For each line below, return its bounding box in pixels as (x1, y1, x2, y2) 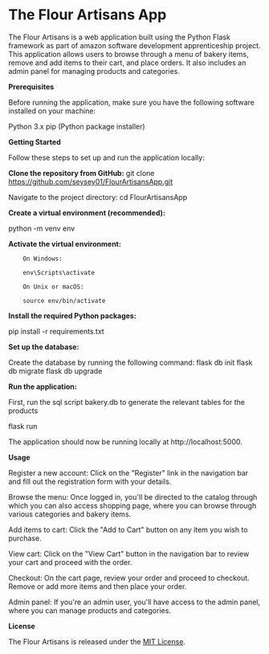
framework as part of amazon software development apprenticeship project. (8, 40, 261, 50)
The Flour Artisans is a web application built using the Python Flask (8, 32, 230, 42)
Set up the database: (8, 341, 79, 351)
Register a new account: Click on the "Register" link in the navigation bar (8, 468, 249, 477)
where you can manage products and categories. (8, 605, 171, 615)
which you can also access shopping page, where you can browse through (8, 501, 257, 510)
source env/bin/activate (22, 296, 106, 305)
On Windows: (22, 255, 63, 263)
